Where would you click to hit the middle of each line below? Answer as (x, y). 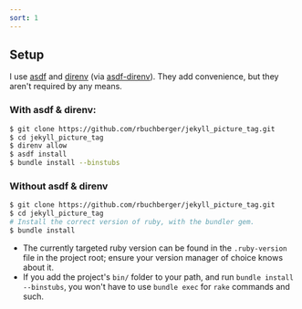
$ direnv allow (38, 146)
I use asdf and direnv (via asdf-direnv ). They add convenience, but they (144, 77)
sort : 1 (24, 18)
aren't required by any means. (66, 87)
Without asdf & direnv (59, 186)
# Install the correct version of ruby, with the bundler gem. (132, 222)
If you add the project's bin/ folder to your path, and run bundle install (158, 277)
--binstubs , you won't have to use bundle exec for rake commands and (156, 286)
